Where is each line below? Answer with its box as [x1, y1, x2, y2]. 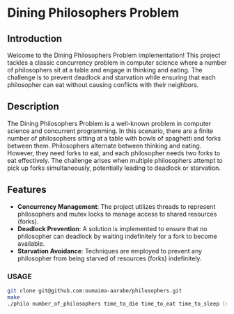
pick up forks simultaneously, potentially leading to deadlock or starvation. [7, 164, 221, 172]
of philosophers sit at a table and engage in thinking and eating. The [7, 66, 203, 74]
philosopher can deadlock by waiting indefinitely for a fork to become [17, 232, 217, 240]
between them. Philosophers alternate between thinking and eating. [7, 141, 202, 150]
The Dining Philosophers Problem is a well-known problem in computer [7, 119, 212, 127]
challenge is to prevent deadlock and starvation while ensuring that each [7, 73, 216, 81]
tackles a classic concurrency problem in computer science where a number [7, 58, 227, 67]
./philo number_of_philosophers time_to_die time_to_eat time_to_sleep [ [7, 300, 226, 307]
